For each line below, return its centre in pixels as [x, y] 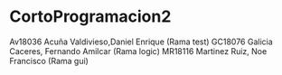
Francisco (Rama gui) [49, 61]
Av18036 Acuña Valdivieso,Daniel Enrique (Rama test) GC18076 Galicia [141, 42]
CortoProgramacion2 [90, 17]
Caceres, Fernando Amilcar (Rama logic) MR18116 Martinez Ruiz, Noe [138, 51]
